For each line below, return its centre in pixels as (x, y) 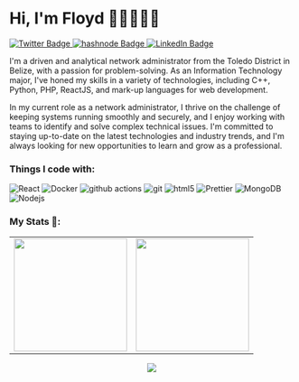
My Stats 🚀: (35, 222)
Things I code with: (52, 169)
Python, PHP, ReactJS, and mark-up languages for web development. (139, 89)
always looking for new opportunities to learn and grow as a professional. (146, 145)
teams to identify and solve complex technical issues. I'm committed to (141, 126)
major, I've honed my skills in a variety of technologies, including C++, (140, 79)
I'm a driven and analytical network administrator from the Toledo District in (150, 61)
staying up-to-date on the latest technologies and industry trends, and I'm (147, 135)
